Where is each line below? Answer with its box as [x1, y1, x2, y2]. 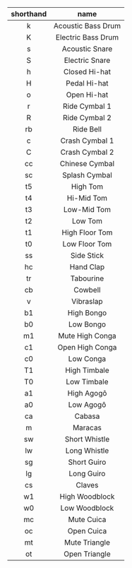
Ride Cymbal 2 [62, 113, 112, 122]
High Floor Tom [61, 227, 113, 237]
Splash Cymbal [62, 170, 113, 179]
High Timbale [64, 365, 109, 375]
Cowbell [73, 285, 101, 295]
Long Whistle [65, 446, 109, 455]
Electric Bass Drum [55, 32, 119, 42]
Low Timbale [66, 377, 109, 386]
